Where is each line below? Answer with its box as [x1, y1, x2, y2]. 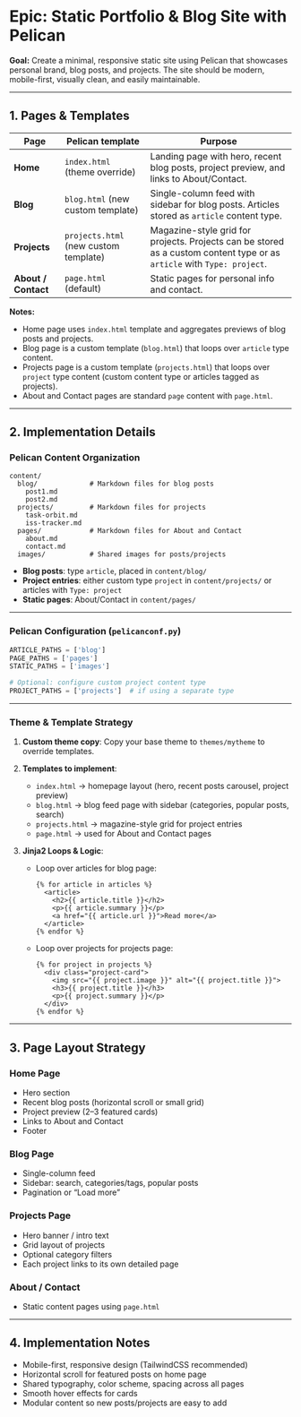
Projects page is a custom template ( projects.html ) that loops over [21, 361, 271, 373]
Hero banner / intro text [21, 1230, 109, 1241]
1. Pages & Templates [9, 108, 130, 124]
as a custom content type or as [150, 246, 280, 259]
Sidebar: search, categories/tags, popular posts [21, 1178, 199, 1189]
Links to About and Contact [21, 1116, 124, 1127]
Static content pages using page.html [21, 1301, 160, 1311]
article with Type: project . [150, 257, 267, 270]
